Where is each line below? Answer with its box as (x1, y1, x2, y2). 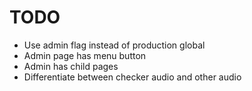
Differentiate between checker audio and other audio (23, 71, 242, 83)
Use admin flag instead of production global (23, 39, 206, 51)
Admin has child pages (23, 60, 119, 72)
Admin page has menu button (23, 49, 147, 61)
